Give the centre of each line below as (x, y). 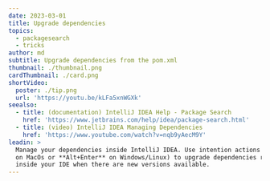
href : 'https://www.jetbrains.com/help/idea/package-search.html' (136, 120)
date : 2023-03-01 (37, 16)
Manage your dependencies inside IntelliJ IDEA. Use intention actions (138, 150)
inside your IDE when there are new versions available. (113, 165)
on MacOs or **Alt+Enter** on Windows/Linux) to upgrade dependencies (136, 157)
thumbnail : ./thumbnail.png (55, 68)
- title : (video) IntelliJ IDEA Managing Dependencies (109, 127)
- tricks (30, 46)
